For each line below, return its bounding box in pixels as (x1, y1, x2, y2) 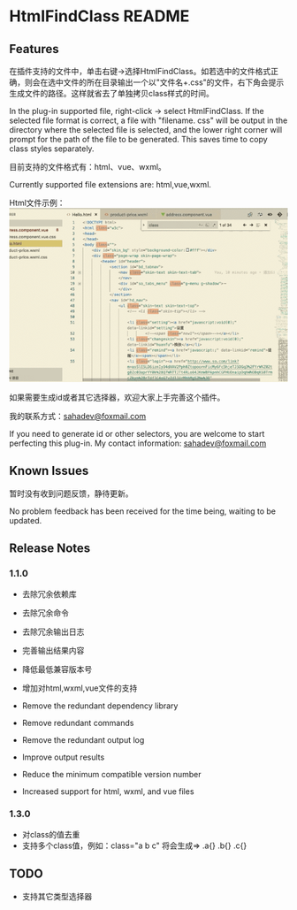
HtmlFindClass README (9, 6, 190, 27)
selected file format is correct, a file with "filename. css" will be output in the (9, 115, 288, 126)
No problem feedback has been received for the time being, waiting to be (9, 506, 277, 516)
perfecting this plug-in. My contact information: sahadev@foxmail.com (9, 438, 267, 448)
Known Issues (9, 463, 89, 478)
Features (9, 42, 59, 57)
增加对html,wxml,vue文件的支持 (21, 683, 138, 693)
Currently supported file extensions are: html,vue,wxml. (9, 180, 212, 189)
